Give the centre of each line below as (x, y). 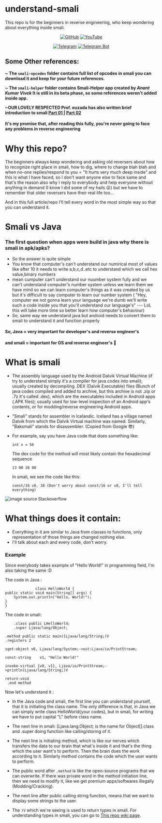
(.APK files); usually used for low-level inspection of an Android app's (81, 402)
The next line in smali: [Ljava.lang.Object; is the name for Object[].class (83, 726)
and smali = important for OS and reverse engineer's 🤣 (61, 342)
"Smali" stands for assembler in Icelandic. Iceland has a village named (82, 416)
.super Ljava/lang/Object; (41, 628)
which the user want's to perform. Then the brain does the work (76, 751)
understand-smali (42, 9)
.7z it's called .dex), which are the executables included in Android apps (84, 396)
